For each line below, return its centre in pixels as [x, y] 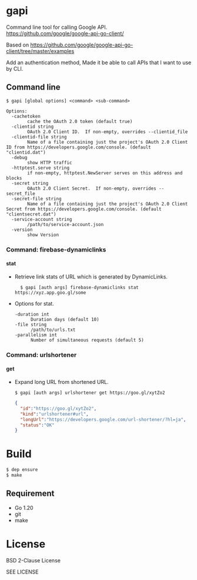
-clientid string [33, 127]
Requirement [30, 494]
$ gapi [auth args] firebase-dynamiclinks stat [80, 287]
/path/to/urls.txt [53, 330]
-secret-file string [36, 198]
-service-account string [42, 219]
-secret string [30, 183]
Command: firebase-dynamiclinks [56, 250]
